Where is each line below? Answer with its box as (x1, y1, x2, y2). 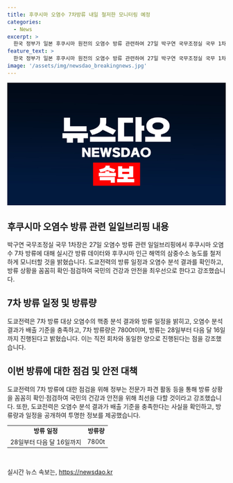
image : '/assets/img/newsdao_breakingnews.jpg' (7, 62, 148, 69)
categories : (7, 18, 42, 26)
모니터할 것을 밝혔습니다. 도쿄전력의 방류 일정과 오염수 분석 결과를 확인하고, (19, 258, 224, 266)
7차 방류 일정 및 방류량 (7, 297, 97, 309)
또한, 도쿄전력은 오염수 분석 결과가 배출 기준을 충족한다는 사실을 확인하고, (16, 402, 214, 410)
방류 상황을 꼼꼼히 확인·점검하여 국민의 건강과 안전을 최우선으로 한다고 (7, 267, 196, 275)
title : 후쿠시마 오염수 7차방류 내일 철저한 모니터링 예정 (7, 11, 150, 18)
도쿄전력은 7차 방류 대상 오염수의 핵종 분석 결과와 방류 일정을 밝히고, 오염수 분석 (7, 317, 223, 325)
